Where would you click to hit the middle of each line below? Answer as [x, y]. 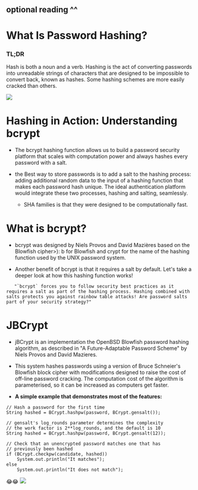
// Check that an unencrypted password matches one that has [84, 444]
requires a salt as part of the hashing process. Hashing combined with [98, 291]
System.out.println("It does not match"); [70, 470]
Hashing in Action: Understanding [92, 121]
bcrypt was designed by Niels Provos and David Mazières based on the [102, 245]
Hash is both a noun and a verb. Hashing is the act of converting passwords [99, 67]
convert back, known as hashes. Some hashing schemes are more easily [95, 79]
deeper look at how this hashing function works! [74, 275]
